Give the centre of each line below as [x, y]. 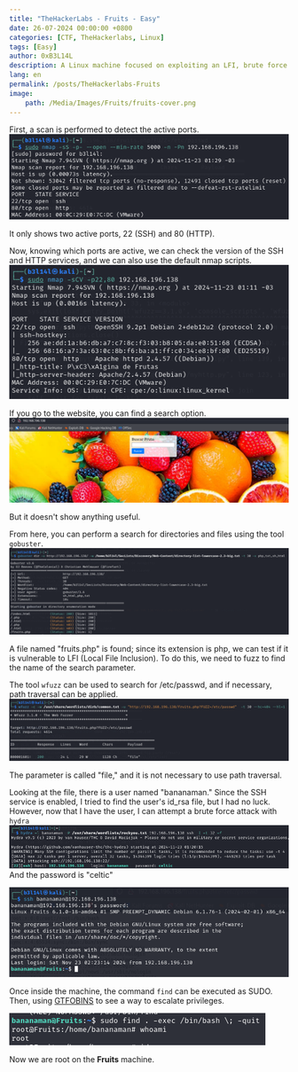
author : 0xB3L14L [41, 56]
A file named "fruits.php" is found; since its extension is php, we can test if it [149, 648]
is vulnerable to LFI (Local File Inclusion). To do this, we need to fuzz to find [147, 658]
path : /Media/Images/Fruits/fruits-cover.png [111, 103]
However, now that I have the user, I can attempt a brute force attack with [143, 810]
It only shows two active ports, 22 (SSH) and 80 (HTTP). [112, 233]
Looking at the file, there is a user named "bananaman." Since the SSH [138, 792]
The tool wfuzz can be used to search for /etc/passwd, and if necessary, [141, 685]
